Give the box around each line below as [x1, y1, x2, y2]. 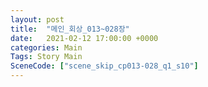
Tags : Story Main [10, 52, 83, 62]
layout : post [10, 14, 65, 25]
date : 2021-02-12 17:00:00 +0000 [10, 33, 159, 43]
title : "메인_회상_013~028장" [10, 24, 130, 34]
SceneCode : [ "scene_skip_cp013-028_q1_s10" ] [10, 61, 199, 71]
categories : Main [10, 42, 83, 53]
